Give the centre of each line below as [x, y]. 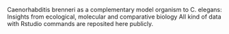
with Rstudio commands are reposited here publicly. [80, 24]
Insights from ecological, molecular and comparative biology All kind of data [114, 17]
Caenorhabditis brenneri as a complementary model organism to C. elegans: [114, 10]
